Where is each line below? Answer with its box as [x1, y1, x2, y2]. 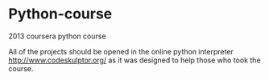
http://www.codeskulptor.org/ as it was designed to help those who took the [8, 55, 261, 65]
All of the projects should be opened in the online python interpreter [8, 46, 234, 56]
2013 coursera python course [8, 31, 106, 41]
